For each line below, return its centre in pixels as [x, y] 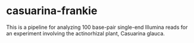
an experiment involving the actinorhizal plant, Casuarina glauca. [86, 33]
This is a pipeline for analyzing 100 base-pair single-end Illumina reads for [97, 27]
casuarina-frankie [52, 11]
